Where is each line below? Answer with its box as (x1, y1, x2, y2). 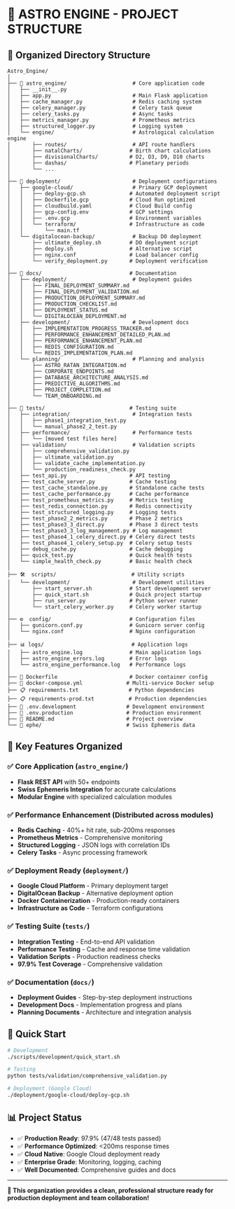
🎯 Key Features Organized (7, 740, 123, 752)
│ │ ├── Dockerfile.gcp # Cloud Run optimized (7, 196, 196, 203)
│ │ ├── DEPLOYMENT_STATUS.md (7, 307, 108, 314)
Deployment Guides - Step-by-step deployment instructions (17, 993, 192, 1001)
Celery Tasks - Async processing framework (17, 848, 148, 857)
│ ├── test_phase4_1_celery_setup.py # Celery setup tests (7, 539, 192, 546)
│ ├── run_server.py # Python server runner (7, 597, 199, 604)
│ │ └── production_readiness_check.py (7, 466, 136, 473)
